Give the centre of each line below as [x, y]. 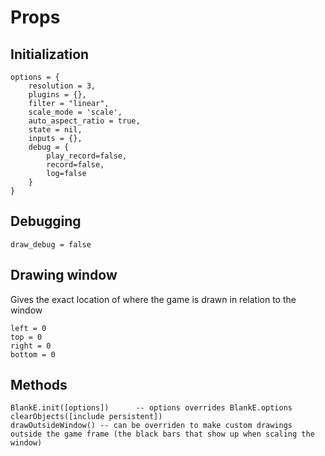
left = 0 [28, 328]
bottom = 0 [33, 354]
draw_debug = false [51, 244]
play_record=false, [87, 156]
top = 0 [26, 337]
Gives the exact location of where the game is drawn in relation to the [153, 299]
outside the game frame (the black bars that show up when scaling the [162, 434]
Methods [39, 385]
